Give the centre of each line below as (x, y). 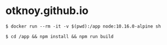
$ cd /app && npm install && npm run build (60, 36)
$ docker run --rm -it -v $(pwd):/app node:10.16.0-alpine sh (83, 26)
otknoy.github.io (47, 11)
